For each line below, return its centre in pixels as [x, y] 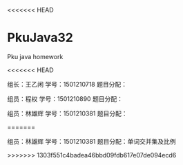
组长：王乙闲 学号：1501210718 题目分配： [67, 84]
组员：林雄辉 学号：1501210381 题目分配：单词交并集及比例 [91, 141]
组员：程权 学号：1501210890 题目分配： [65, 98]
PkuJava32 [40, 38]
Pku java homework [35, 56]
